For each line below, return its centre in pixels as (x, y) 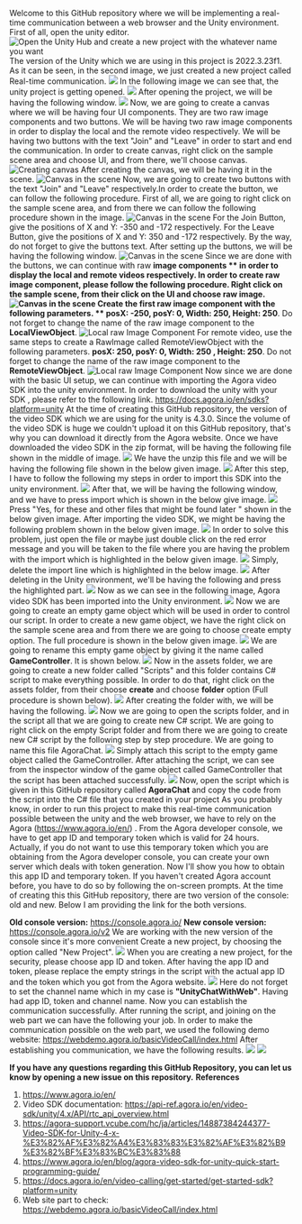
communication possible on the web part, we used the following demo (139, 1030)
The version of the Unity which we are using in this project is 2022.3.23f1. (146, 61)
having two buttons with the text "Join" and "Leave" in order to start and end (151, 141)
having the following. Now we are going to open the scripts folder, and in (149, 711)
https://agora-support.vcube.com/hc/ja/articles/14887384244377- (147, 1123)
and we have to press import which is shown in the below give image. (138, 500)
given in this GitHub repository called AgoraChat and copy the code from (145, 790)
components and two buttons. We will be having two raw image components (151, 122)
